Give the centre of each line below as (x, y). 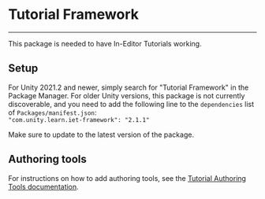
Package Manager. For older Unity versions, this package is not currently (127, 95)
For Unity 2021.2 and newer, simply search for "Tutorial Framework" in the (129, 87)
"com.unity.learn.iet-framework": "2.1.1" (79, 120)
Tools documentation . (43, 186)
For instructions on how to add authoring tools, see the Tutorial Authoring (127, 178)
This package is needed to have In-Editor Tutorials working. (105, 43)
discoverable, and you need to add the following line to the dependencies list (131, 104)
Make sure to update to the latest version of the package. (101, 135)
